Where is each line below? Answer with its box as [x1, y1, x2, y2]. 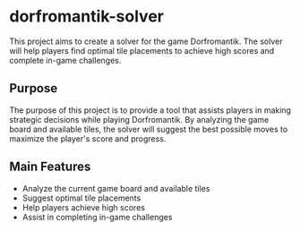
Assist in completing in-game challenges [21, 211, 173, 222]
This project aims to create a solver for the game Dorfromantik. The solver [9, 36, 283, 47]
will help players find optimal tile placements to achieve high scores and [9, 45, 275, 56]
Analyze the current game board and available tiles [21, 183, 210, 193]
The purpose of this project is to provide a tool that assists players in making [9, 105, 291, 115]
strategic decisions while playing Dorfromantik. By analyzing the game [9, 114, 270, 124]
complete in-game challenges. [9, 55, 122, 65]
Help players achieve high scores [21, 201, 146, 212]
